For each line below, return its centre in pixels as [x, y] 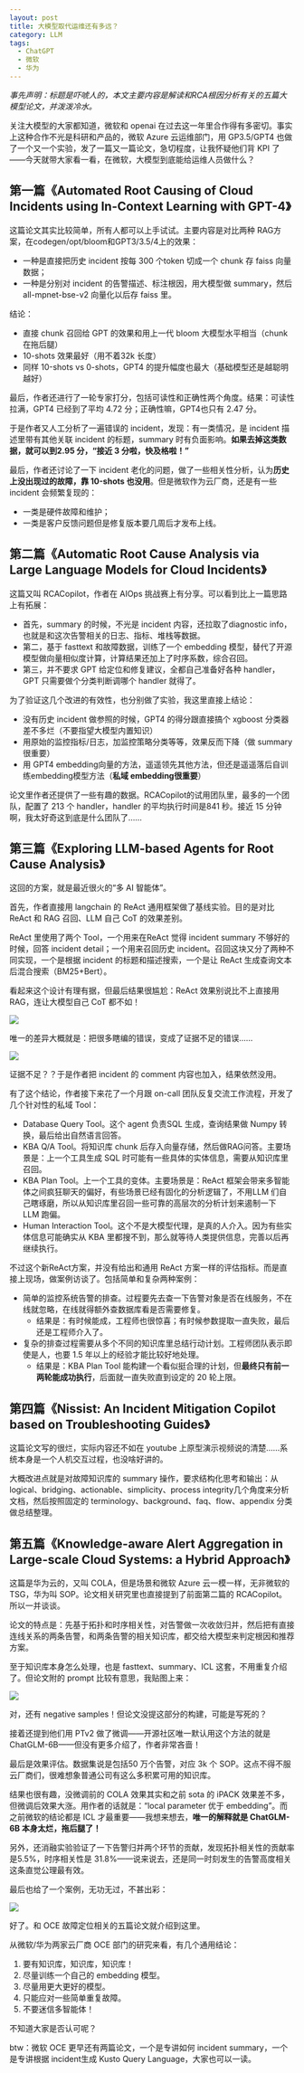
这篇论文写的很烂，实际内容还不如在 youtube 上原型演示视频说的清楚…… [145, 1448]
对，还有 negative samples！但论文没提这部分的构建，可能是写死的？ [138, 1714]
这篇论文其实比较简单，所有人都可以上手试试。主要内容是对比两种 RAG [142, 230]
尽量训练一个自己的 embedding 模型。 [94, 1975]
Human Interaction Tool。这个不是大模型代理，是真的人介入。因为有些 [153, 1226]
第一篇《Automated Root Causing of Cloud [131, 191]
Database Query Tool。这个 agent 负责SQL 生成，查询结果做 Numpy [150, 1124]
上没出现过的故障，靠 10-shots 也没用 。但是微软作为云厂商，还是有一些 [143, 481]
